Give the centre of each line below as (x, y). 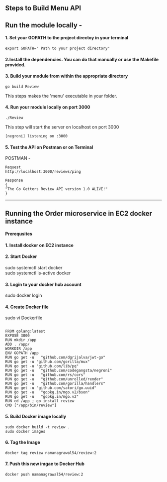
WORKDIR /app (19, 349)
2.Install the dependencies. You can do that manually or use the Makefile (82, 59)
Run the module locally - (44, 25)
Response (14, 181)
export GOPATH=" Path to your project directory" (58, 48)
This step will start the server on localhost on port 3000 (62, 127)
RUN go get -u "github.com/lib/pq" (42, 366)
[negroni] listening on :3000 (37, 136)
